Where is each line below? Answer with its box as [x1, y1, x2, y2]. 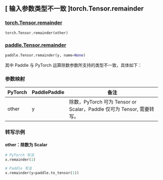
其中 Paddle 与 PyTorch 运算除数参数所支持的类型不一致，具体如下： [5, 62, 142, 68]
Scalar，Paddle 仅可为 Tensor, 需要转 [69, 106, 154, 113]
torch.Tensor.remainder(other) [5, 30, 68, 35]
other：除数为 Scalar [5, 142, 48, 148]
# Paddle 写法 [5, 166, 33, 171]
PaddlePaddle [32, 89, 65, 96]
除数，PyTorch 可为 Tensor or [69, 99, 137, 105]
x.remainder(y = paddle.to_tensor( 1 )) [5, 170, 79, 175]
